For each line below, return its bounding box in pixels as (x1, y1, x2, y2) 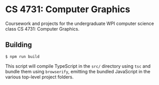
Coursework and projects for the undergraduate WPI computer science (5, 20, 154, 26)
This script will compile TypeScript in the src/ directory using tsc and (5, 63, 151, 69)
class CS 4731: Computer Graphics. (5, 25, 80, 32)
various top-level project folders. (5, 74, 74, 80)
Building (5, 41, 32, 49)
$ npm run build (5, 54, 40, 59)
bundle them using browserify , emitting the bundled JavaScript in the (5, 68, 151, 74)
